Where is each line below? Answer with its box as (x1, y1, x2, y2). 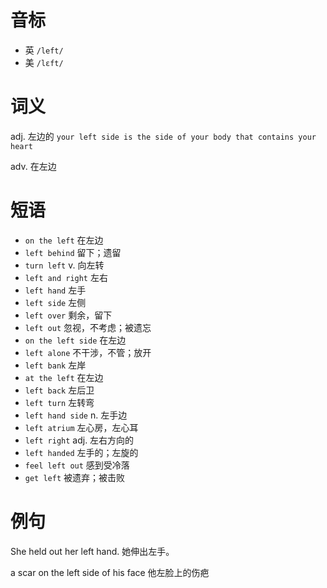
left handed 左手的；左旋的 (24, 446, 139, 458)
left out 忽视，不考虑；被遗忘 (24, 321, 152, 333)
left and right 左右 (24, 271, 108, 283)
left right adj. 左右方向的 (24, 434, 135, 446)
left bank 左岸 (24, 359, 87, 371)
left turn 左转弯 (24, 396, 95, 408)
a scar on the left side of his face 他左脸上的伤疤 (10, 566, 210, 578)
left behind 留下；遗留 (24, 246, 122, 258)
